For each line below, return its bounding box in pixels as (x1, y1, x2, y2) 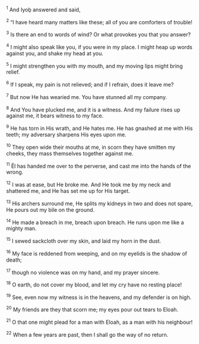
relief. (6, 68, 20, 76)
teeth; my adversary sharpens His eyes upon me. (6, 130, 127, 138)
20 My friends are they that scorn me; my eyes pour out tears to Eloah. (6, 305, 179, 313)
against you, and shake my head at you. (6, 50, 104, 57)
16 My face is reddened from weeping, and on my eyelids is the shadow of (6, 249, 187, 257)
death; (6, 256, 22, 263)
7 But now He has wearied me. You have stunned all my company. (6, 92, 168, 100)
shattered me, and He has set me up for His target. (6, 187, 131, 195)
